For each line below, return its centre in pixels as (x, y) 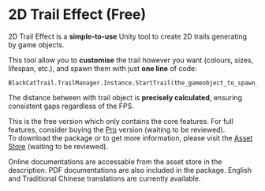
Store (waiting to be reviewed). (58, 146)
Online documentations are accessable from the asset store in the (115, 161)
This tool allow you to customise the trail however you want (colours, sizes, (131, 60)
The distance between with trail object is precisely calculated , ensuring (125, 97)
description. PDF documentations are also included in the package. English (130, 170)
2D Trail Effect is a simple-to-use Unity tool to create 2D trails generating (127, 36)
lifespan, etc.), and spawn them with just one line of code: (103, 68)
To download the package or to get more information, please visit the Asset (131, 138)
